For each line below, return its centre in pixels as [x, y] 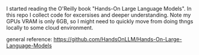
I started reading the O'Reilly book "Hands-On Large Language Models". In [99, 9]
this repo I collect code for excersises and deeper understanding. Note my [99, 15]
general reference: [29, 39]
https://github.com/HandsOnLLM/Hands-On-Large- [118, 39]
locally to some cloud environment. [50, 27]
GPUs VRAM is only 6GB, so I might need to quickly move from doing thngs [100, 21]
